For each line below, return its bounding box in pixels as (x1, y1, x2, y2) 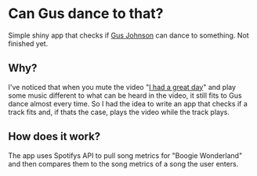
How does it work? (8, 130, 101, 143)
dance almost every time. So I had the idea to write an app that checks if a (8, 99, 248, 108)
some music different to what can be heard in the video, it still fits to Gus (8, 91, 242, 100)
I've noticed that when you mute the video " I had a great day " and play (8, 82, 237, 92)
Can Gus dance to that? (8, 5, 164, 23)
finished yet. (8, 38, 49, 48)
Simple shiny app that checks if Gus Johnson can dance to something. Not (8, 31, 249, 40)
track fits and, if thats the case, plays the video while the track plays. (8, 107, 230, 117)
